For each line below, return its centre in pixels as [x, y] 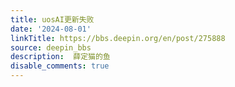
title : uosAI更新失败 [52, 19]
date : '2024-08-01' [51, 29]
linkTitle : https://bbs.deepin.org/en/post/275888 [118, 38]
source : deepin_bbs [51, 47]
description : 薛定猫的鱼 [60, 57]
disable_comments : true [60, 66]
